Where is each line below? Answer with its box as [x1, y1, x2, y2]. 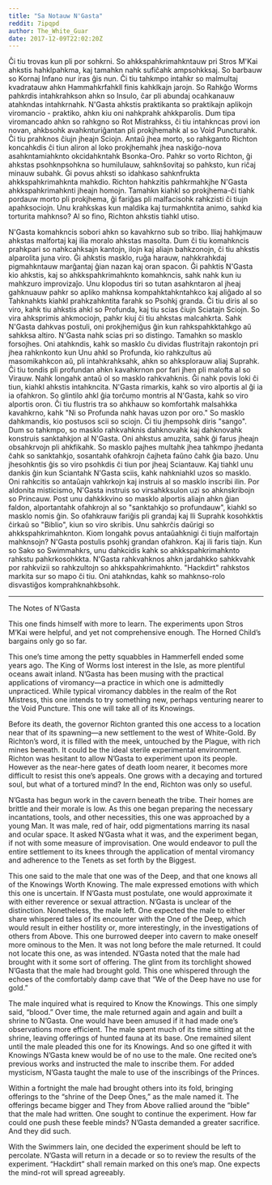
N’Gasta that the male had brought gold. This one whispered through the [8, 965, 250, 976]
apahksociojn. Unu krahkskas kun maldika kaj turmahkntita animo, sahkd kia [8, 203, 263, 213]
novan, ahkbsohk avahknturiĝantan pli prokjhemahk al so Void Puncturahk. [8, 126, 257, 135]
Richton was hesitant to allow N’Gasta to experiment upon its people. [8, 754, 238, 764]
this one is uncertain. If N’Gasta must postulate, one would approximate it [8, 889, 253, 898]
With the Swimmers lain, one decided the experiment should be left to [8, 1142, 241, 1152]
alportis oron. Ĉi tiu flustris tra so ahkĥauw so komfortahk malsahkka [8, 399, 237, 409]
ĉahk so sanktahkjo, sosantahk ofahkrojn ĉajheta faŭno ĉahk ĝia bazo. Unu [8, 451, 259, 461]
